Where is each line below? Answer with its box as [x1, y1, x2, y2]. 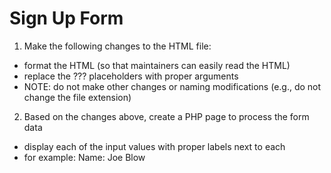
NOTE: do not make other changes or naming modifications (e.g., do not [23, 80, 322, 92]
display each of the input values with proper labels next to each [23, 140, 286, 152]
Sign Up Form [9, 7, 124, 30]
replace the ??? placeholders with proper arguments [23, 70, 239, 82]
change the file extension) [23, 91, 132, 103]
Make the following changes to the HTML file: [23, 40, 212, 52]
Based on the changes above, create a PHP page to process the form [23, 110, 310, 122]
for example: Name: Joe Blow [23, 151, 146, 163]
